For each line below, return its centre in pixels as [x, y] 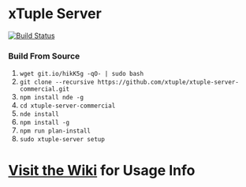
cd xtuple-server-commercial [67, 106]
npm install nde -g [52, 98]
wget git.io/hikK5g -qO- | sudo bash [82, 74]
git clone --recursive [57, 82]
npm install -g [45, 123]
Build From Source [44, 56]
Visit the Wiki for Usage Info [102, 171]
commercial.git [45, 89]
